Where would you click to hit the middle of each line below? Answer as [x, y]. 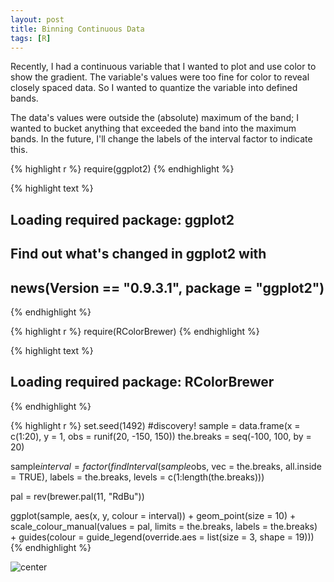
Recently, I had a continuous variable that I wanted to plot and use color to [163, 67]
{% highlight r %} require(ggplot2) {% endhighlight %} [122, 169]
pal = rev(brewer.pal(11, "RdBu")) [77, 496]
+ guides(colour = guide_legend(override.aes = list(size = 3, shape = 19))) [162, 537]
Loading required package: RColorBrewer [142, 382]
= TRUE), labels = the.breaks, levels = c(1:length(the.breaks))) [137, 477]
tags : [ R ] [31, 38]
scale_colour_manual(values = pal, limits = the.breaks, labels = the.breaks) [164, 526]
